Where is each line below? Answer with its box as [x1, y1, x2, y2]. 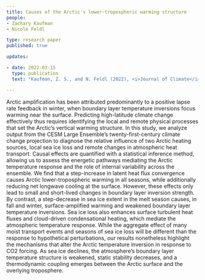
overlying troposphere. [6, 267, 64, 274]
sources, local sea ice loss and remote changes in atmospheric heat [6, 143, 178, 151]
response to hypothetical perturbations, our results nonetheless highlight [6, 234, 190, 242]
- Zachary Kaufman [6, 20, 53, 26]
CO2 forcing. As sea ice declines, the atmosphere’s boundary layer [6, 247, 174, 254]
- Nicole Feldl [6, 26, 45, 32]
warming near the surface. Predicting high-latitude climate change [6, 111, 174, 118]
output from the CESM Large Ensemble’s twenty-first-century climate [6, 131, 181, 138]
